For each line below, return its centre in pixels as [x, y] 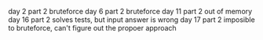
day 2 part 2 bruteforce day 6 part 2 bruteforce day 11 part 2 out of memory [130, 11]
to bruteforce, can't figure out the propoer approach [92, 28]
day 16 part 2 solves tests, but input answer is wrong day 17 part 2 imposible [131, 20]
